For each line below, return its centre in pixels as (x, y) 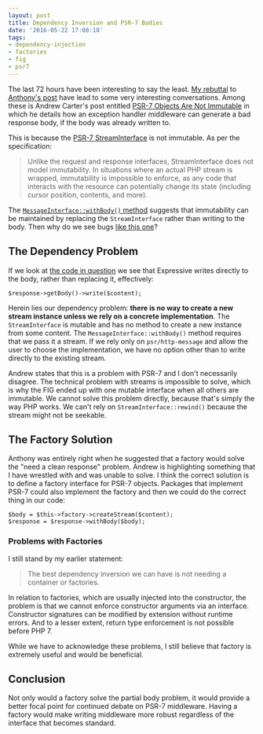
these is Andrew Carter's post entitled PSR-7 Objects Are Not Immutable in (129, 105)
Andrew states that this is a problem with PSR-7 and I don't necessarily (123, 373)
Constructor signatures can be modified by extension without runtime (121, 614)
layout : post (29, 15)
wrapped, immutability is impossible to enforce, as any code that (132, 178)
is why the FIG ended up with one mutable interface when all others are (124, 389)
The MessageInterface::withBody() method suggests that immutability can (128, 210)
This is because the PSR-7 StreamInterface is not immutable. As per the (124, 138)
